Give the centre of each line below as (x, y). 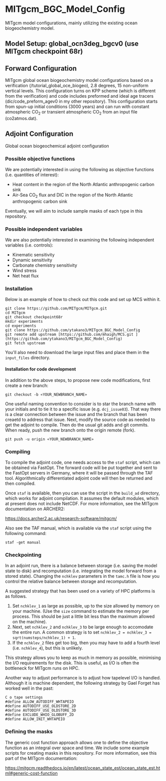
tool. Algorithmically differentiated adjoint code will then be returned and (79, 478)
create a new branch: (27, 385)
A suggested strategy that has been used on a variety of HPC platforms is (80, 591)
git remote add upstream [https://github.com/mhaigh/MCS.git (69, 335)
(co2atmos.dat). (21, 118)
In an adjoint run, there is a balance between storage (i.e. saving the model (81, 566)
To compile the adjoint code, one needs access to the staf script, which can (83, 462)
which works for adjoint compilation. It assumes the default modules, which (82, 498)
